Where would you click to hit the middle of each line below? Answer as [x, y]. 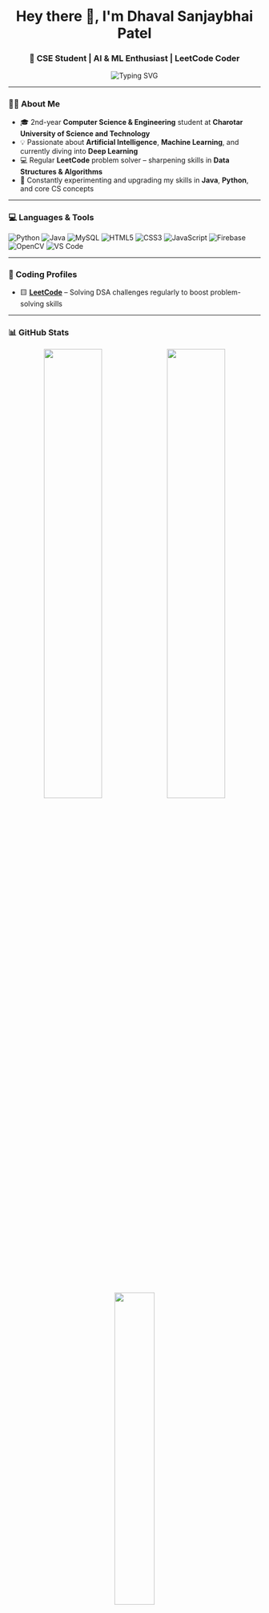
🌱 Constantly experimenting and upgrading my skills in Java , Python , [134, 180]
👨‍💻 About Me [34, 104]
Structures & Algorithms [61, 171]
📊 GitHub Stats [39, 333]
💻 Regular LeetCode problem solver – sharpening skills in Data [124, 160]
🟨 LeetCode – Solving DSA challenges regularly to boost [114, 292]
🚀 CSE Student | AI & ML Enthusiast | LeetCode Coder [134, 58]
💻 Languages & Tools [51, 217]
